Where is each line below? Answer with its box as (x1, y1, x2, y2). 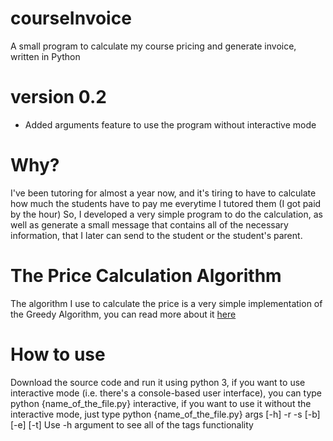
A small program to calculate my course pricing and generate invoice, (10, 40, 297, 52)
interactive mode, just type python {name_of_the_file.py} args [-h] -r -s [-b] (10, 408, 321, 420)
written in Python (10, 50, 81, 62)
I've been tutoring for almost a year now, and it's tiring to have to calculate (10, 187, 317, 199)
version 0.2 (10, 86, 107, 109)
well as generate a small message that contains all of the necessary (10, 218, 289, 231)
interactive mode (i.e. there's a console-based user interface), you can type (10, 387, 323, 399)
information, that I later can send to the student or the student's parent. (10, 229, 303, 241)
